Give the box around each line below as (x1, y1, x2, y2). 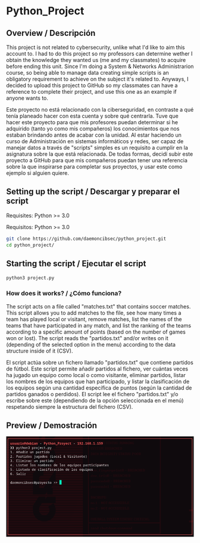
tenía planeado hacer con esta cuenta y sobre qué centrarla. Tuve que (6, 112, 179, 119)
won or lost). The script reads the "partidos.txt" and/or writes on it (6, 334, 168, 341)
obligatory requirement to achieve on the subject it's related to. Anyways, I (6, 76, 189, 82)
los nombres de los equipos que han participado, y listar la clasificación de (6, 378, 190, 385)
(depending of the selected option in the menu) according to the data (6, 341, 176, 348)
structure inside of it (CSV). (6, 347, 73, 354)
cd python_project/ (6, 242, 55, 248)
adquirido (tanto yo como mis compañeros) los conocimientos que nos (6, 125, 180, 132)
